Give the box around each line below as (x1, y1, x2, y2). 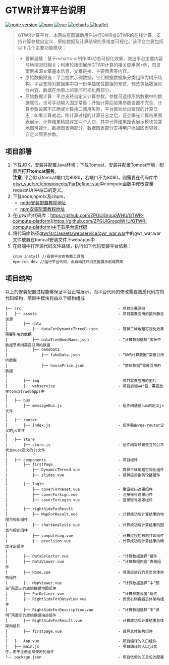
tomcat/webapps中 (9, 389, 45, 394)
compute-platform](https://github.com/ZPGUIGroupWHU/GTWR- (12, 218, 148, 224)
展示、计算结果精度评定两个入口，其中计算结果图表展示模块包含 (29, 118, 162, 124)
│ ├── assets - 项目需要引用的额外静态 (5, 311, 164, 316)
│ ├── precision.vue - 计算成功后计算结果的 (5, 538, 160, 543)
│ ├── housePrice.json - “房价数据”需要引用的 (5, 363, 161, 368)
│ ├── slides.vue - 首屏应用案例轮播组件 (5, 473, 160, 478)
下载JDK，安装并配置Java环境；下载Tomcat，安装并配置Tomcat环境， (12, 162, 160, 168)
